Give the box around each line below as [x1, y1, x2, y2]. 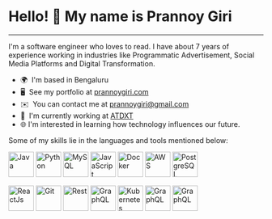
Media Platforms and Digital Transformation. [8, 58, 155, 68]
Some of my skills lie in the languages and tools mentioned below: [8, 135, 228, 145]
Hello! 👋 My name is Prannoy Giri [8, 7, 232, 26]
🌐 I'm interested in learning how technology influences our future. [19, 119, 240, 128]
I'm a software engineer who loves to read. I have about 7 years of [8, 41, 229, 51]
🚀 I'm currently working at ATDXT [19, 111, 134, 120]
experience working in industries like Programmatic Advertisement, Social [8, 50, 255, 60]
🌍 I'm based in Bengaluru [19, 74, 109, 84]
